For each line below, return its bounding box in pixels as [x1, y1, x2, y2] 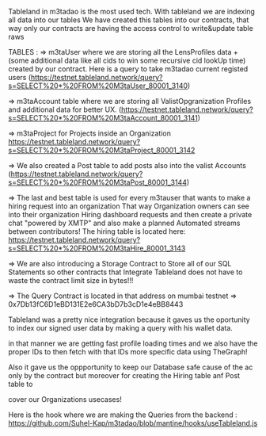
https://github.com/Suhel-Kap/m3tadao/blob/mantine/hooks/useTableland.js [8, 419, 258, 427]
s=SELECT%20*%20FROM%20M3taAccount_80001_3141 [8, 113, 198, 122]
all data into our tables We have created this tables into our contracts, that [8, 15, 249, 25]
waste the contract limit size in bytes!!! [8, 276, 134, 285]
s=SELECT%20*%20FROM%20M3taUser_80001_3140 [8, 81, 188, 90]
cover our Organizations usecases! [8, 395, 123, 403]
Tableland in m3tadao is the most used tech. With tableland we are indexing [8, 7, 256, 16]
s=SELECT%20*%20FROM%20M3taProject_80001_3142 [8, 146, 196, 155]
